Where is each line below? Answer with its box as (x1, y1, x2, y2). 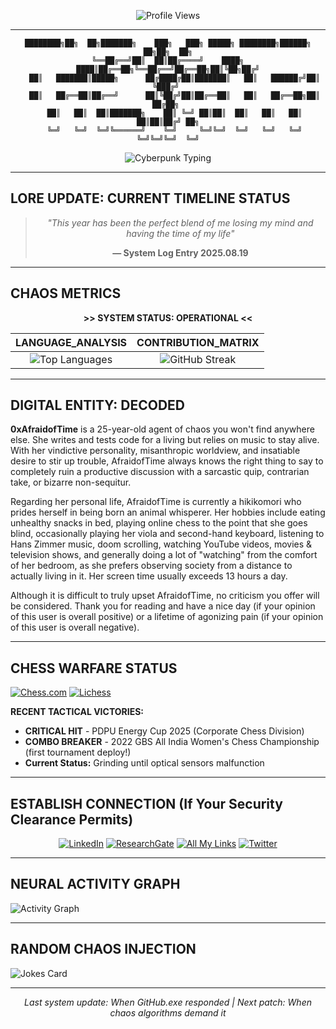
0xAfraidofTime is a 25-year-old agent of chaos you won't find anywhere (10, 423, 315, 435)
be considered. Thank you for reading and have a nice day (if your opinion (10, 600, 316, 612)
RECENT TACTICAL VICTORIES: (10, 706, 145, 718)
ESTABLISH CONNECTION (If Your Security (10, 795, 283, 812)
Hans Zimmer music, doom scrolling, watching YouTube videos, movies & (10, 538, 313, 550)
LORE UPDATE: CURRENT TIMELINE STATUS (10, 190, 291, 207)
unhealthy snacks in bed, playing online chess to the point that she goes (10, 517, 308, 529)
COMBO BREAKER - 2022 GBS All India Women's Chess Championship (24, 736, 320, 748)
